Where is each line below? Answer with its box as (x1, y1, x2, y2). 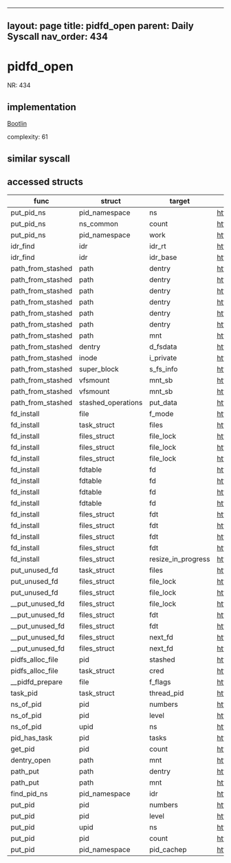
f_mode (148, 409, 174, 419)
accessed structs (7, 176, 84, 188)
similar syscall (7, 153, 71, 164)
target (169, 197, 190, 206)
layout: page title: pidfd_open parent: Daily (7, 20, 195, 32)
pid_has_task (10, 733, 53, 743)
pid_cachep (148, 845, 187, 855)
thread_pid (148, 688, 184, 698)
